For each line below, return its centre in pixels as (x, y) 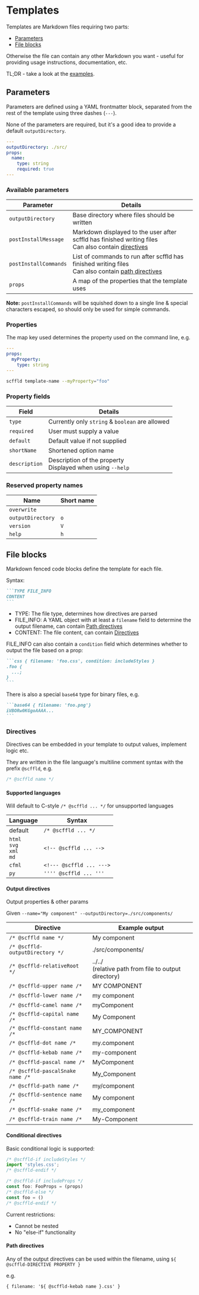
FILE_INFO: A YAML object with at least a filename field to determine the (103, 620)
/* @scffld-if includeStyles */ (46, 1159)
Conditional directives (34, 1135)
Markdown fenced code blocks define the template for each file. (84, 569)
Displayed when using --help (89, 467)
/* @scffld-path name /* (44, 1086)
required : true (36, 169)
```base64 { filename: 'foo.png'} (49, 706)
